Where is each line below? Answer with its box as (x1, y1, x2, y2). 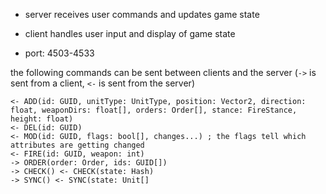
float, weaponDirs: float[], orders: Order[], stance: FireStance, (10, 105, 298, 115)
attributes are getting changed (10, 140, 145, 150)
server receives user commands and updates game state (24, 9, 260, 20)
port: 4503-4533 (24, 47, 95, 59)
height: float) (10, 114, 74, 124)
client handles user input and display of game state (24, 28, 236, 39)
